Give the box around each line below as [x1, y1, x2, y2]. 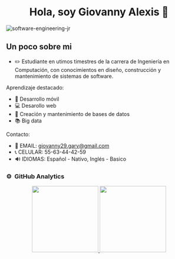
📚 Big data [14, 117, 42, 124]
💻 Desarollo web [14, 102, 57, 109]
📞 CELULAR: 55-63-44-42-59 [14, 148, 87, 155]
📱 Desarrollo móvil [14, 95, 60, 102]
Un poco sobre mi [6, 42, 72, 52]
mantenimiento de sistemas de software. [14, 72, 114, 79]
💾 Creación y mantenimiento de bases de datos [14, 110, 130, 117]
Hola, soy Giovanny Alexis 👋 [29, 5, 169, 19]
